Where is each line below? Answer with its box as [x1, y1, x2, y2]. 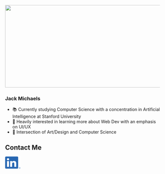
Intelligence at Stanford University [12, 113, 82, 119]
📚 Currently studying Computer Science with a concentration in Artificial [12, 107, 160, 112]
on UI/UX [12, 124, 31, 130]
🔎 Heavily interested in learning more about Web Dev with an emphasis [12, 119, 156, 125]
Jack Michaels [5, 95, 41, 102]
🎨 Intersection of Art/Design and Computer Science [12, 129, 117, 135]
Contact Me [5, 143, 42, 152]
